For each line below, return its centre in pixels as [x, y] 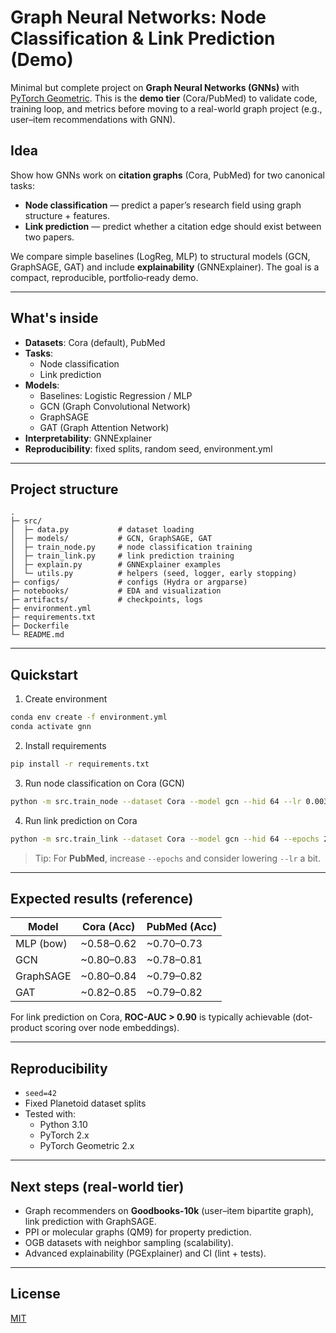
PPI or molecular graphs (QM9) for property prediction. [138, 1232]
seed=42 [40, 1094]
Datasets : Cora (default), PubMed [95, 342]
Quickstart [44, 674]
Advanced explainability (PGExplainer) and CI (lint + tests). [145, 1253]
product [26, 1028]
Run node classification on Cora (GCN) [104, 783]
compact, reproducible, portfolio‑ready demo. [104, 277]
